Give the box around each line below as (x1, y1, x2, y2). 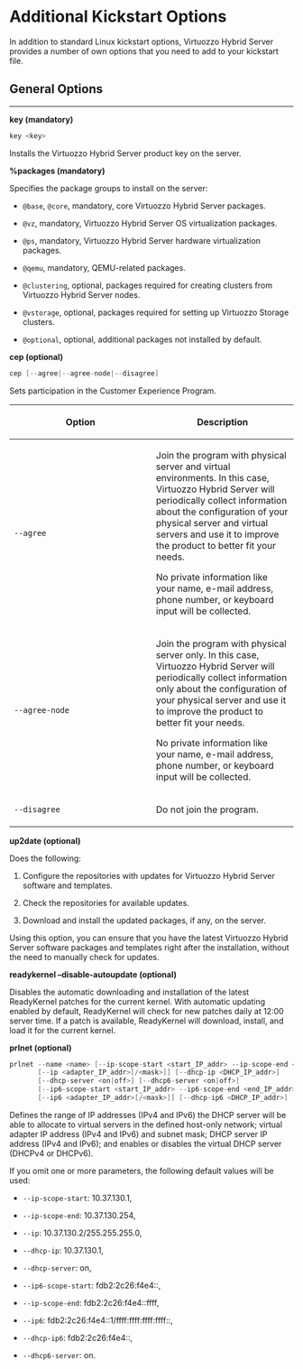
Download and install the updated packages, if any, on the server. (22, 914, 267, 926)
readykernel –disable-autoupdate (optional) (9, 968, 178, 980)
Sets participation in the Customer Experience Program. (9, 385, 216, 396)
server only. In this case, (156, 648, 260, 661)
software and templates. (22, 880, 113, 891)
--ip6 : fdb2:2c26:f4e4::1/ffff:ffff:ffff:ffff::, (22, 1315, 173, 1326)
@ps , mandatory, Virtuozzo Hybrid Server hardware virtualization (22, 235, 262, 245)
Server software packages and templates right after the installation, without (9, 941, 290, 953)
